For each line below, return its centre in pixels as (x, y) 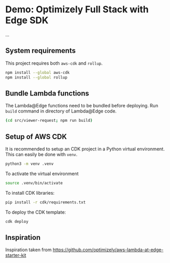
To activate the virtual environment (42, 174)
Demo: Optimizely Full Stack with (77, 10)
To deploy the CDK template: (36, 212)
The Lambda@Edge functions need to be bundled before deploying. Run (82, 106)
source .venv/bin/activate (34, 183)
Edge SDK (27, 20)
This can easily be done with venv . (41, 154)
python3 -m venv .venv (29, 164)
